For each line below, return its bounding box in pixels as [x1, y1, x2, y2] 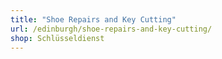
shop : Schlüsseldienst [10, 33, 105, 43]
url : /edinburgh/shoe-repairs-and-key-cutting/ [10, 24, 213, 34]
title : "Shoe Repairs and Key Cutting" [10, 14, 177, 25]
